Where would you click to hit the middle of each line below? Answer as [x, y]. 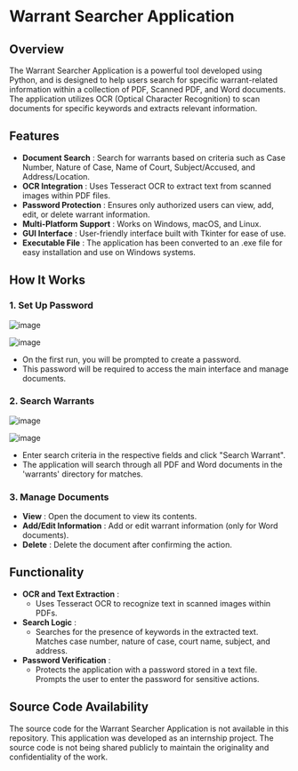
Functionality [47, 572]
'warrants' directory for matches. [83, 474]
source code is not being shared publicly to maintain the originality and [139, 747]
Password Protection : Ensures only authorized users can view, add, [148, 205]
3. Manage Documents [59, 497]
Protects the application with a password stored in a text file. [146, 670]
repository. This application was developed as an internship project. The [141, 738]
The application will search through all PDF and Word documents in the [152, 464]
